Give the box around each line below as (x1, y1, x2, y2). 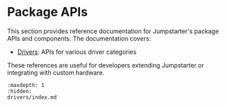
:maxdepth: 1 (7, 81, 45, 88)
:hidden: (7, 88, 32, 95)
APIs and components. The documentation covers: (7, 34, 152, 42)
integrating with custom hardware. (7, 68, 105, 77)
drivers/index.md (7, 94, 57, 101)
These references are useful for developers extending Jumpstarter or (7, 61, 205, 69)
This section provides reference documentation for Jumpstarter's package (7, 27, 219, 35)
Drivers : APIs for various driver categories (17, 48, 136, 56)
